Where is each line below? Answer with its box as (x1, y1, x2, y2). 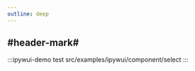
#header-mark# (7, 37, 79, 49)
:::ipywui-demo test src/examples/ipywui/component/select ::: (7, 55, 189, 64)
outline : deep (7, 10, 50, 18)
